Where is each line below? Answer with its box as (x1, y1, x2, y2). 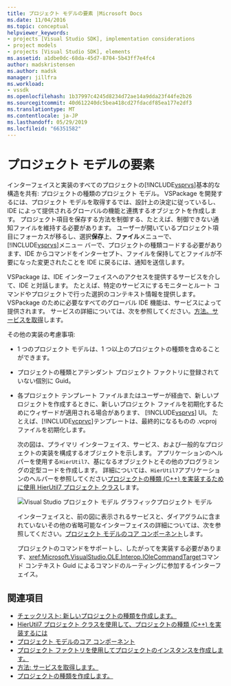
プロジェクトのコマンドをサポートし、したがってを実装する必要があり (16, 544, 216, 553)
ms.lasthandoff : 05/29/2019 (7, 118, 88, 126)
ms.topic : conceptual (7, 23, 69, 30)
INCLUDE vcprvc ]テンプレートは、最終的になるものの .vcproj (45, 417, 217, 425)
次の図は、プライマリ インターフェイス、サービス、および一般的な (16, 441, 206, 449)
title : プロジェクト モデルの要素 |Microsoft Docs (7, 10, 143, 17)
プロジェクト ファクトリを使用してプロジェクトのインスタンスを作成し (16, 646, 218, 654)
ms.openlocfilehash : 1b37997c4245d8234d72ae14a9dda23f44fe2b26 (7, 93, 192, 100)
